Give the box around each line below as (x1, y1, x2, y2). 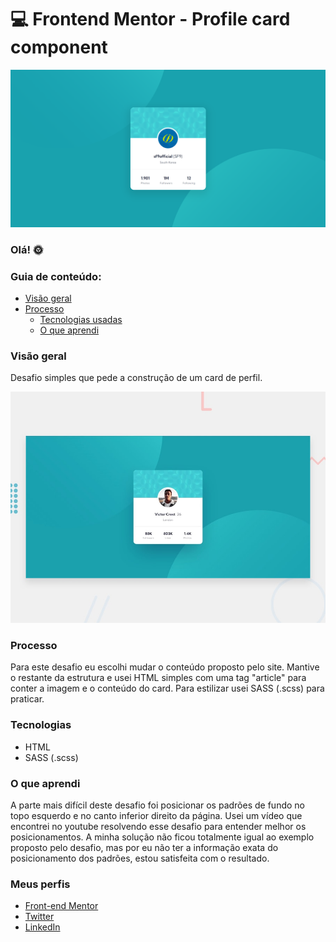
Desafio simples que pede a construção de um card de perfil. (10, 372, 263, 384)
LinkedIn (24, 921, 61, 933)
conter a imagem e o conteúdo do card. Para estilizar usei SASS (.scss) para (10, 682, 325, 695)
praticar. (10, 693, 45, 705)
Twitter (24, 911, 55, 923)
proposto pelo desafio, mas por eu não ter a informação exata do (10, 841, 279, 853)
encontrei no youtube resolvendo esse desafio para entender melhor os (10, 820, 307, 832)
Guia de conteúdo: (10, 269, 102, 283)
